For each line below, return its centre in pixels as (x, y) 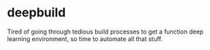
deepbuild (37, 13)
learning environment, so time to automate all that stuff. (85, 38)
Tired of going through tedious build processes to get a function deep (105, 32)
